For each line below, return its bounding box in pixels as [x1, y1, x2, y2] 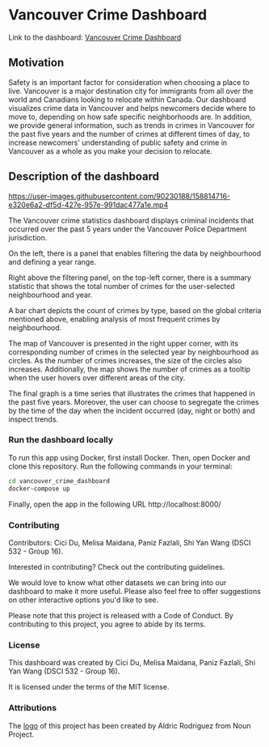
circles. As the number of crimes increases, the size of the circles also [8, 355, 242, 365]
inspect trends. [8, 414, 59, 424]
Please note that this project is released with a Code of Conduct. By [8, 610, 234, 620]
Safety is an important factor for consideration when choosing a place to [8, 77, 250, 87]
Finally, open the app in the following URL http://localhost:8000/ [8, 499, 221, 509]
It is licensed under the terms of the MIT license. [8, 682, 170, 692]
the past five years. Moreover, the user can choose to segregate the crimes [8, 397, 260, 406]
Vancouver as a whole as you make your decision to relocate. [8, 146, 212, 155]
